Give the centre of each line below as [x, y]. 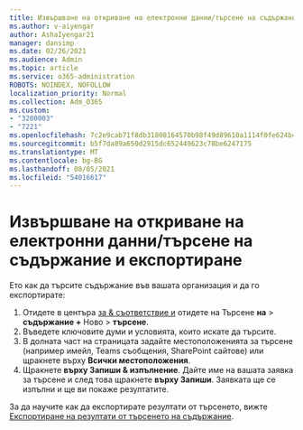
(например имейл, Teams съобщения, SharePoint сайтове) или [143, 351]
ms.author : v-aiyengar [52, 26]
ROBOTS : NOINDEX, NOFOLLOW [60, 85]
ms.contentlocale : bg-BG [56, 160]
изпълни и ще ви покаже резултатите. [96, 389]
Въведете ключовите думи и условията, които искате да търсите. [149, 332]
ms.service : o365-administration [72, 77]
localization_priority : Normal [68, 93]
